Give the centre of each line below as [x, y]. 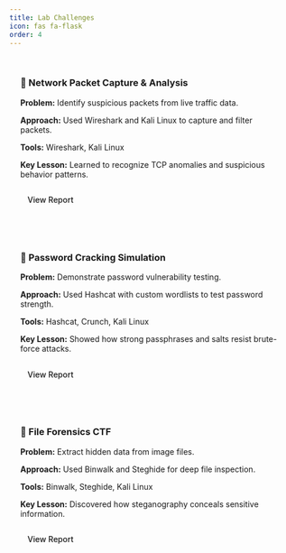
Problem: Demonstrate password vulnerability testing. [121, 277]
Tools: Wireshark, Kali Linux [72, 147]
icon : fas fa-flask [46, 26]
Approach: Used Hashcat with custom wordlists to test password [142, 295]
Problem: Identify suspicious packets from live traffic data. [129, 102]
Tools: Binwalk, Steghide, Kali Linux [87, 486]
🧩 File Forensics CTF [66, 432]
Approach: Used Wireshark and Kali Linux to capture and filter [136, 120]
